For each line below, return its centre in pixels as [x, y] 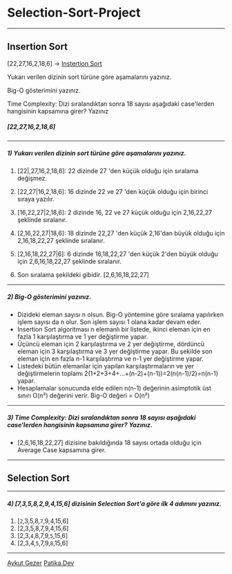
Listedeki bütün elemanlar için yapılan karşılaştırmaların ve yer [106, 366]
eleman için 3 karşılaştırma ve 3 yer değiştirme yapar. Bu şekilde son [115, 351]
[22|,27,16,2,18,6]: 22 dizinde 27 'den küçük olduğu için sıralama [108, 170]
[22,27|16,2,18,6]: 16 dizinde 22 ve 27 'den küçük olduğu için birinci [113, 191]
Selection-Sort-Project [74, 13]
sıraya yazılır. [36, 199]
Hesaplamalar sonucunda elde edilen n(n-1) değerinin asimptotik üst [114, 388]
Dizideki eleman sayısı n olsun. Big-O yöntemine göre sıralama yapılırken [120, 314]
